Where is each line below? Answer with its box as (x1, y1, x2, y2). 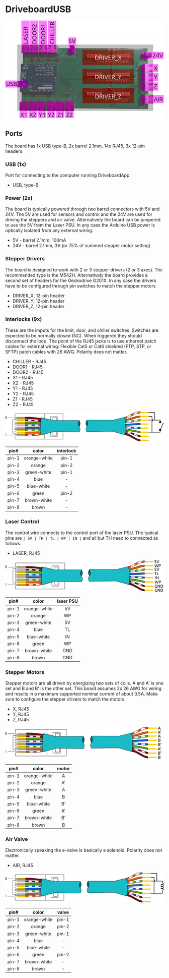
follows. (5, 540, 22, 546)
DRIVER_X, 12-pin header (12, 293, 65, 299)
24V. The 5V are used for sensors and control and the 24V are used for (5, 211, 152, 217)
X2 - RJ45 (12, 380, 34, 386)
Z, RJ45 (12, 717, 29, 723)
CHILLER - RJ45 (12, 358, 47, 364)
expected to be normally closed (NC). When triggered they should (5, 332, 142, 338)
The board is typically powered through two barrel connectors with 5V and (5, 206, 160, 212)
